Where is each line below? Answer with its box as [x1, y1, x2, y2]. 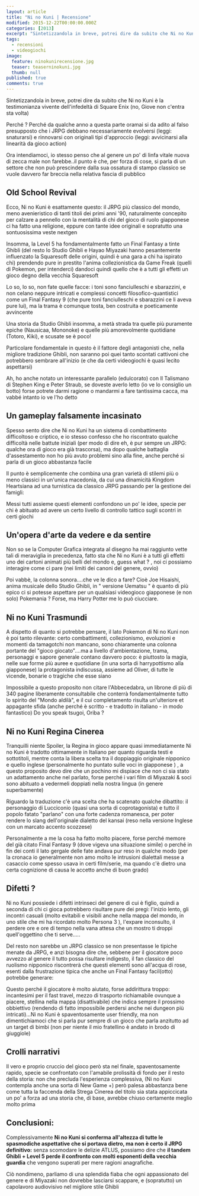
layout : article [6, 8, 46, 15]
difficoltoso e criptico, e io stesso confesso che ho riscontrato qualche [6, 433, 179, 440]
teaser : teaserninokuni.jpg [11, 64, 81, 70]
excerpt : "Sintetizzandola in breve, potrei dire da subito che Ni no [6, 31, 184, 37]
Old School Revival [6, 188, 77, 198]
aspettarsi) [6, 363, 33, 370]
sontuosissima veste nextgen [6, 228, 78, 235]
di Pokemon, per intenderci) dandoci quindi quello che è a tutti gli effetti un [6, 265, 188, 272]
